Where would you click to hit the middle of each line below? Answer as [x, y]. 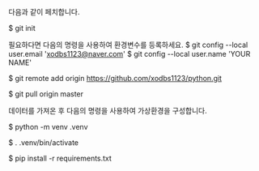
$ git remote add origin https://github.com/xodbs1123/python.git [115, 78]
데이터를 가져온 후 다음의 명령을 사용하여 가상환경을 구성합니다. [108, 111]
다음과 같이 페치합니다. [44, 12]
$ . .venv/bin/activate [44, 143]
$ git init [22, 28]
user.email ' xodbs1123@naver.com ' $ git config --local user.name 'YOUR [129, 54]
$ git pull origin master [46, 94]
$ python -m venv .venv [48, 127]
